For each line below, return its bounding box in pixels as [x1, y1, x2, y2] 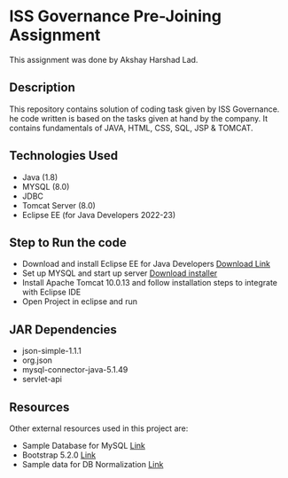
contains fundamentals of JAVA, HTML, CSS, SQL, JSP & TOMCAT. [9, 122, 254, 133]
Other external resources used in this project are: [9, 423, 189, 434]
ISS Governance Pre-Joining [9, 6, 222, 27]
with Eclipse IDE [21, 286, 82, 298]
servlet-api [21, 374, 62, 385]
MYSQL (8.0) [21, 181, 70, 192]
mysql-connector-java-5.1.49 [21, 364, 128, 375]
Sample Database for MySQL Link [21, 441, 146, 451]
